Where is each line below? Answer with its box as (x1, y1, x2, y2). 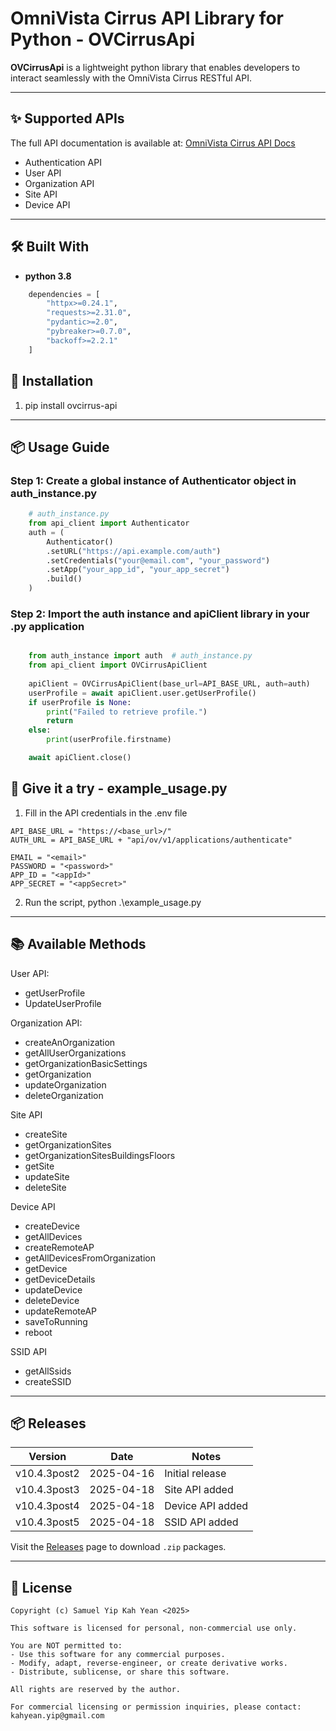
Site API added (164, 1483, 234, 1497)
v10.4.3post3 (15, 1483, 80, 1497)
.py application (10, 619, 85, 633)
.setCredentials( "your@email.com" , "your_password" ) (46, 555, 271, 566)
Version (28, 1450, 67, 1464)
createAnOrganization (24, 1036, 116, 1048)
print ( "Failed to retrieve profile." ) (46, 707, 208, 717)
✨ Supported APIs (10, 110, 125, 127)
